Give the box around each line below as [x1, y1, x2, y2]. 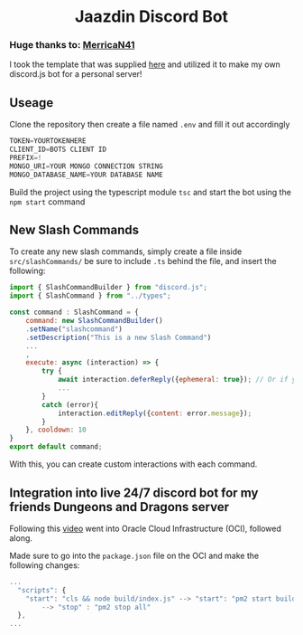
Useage [9, 95, 54, 110]
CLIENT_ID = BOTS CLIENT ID [9, 145, 106, 155]
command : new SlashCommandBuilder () [25, 317, 164, 326]
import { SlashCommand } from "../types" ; [9, 291, 171, 300]
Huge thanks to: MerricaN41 [9, 39, 135, 52]
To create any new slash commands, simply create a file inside [9, 246, 243, 257]
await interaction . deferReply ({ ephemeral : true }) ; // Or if [57, 375, 289, 384]
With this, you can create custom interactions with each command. [9, 459, 258, 469]
